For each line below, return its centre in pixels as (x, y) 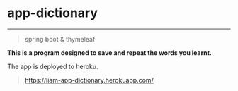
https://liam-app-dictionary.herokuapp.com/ (89, 80)
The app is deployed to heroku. (53, 66)
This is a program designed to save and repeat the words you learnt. (110, 53)
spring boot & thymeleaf (60, 39)
